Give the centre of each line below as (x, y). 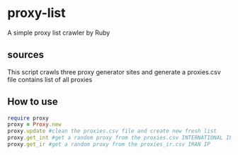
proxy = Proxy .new (34, 125)
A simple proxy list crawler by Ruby (59, 33)
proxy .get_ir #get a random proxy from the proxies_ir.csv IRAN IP (109, 144)
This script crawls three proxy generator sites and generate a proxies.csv (114, 71)
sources (26, 55)
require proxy (28, 118)
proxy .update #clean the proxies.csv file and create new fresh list (112, 131)
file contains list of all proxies (50, 79)
